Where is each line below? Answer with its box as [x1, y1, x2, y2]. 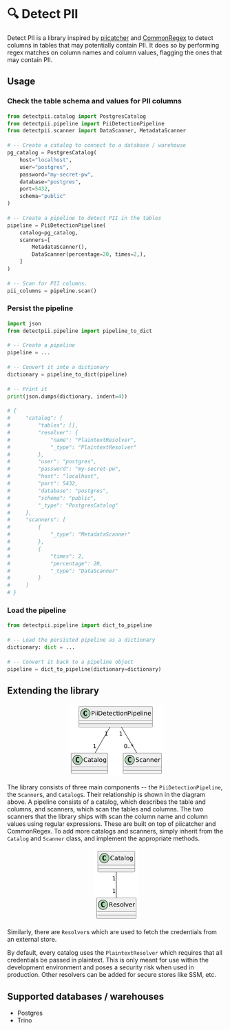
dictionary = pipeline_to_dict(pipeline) [7, 371, 128, 378]
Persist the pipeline [7, 303, 74, 313]
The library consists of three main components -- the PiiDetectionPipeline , [7, 783, 223, 791]
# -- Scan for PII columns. [7, 280, 88, 287]
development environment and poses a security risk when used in [7, 963, 194, 971]
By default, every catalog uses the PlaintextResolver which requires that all [7, 949, 222, 957]
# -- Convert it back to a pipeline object [7, 658, 134, 665]
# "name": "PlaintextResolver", [7, 436, 137, 443]
